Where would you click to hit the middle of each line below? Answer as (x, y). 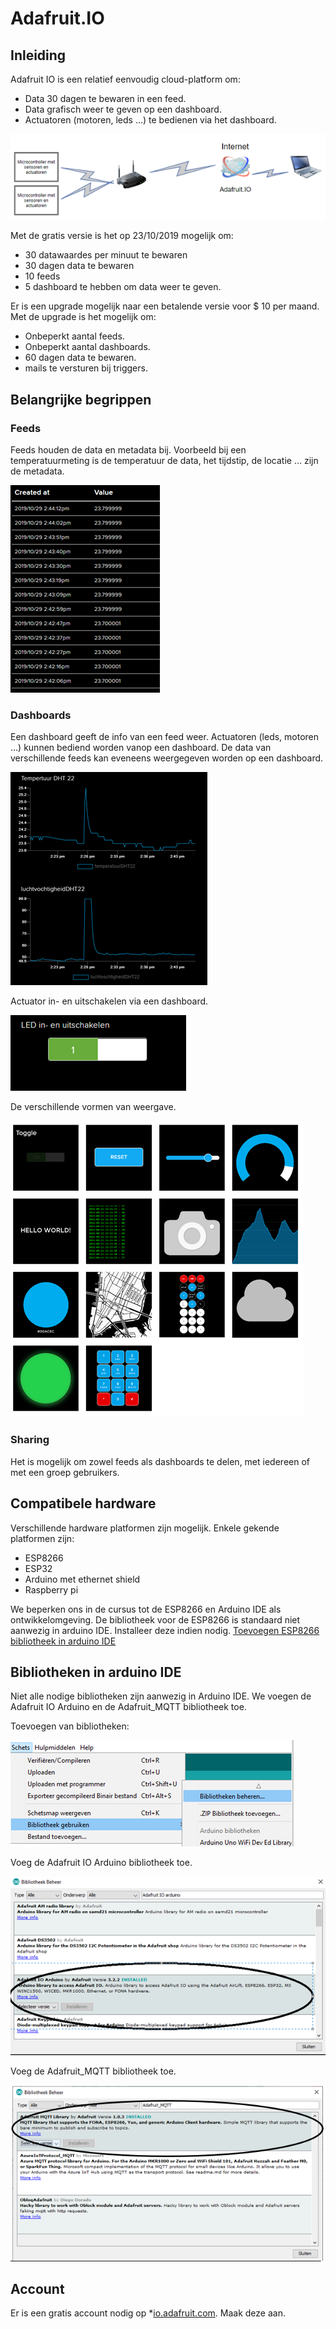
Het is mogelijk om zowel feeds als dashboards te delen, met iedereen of (160, 1461)
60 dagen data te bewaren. (80, 358)
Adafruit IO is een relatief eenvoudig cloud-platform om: (125, 79)
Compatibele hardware (83, 1503)
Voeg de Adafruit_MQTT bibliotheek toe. (93, 2071)
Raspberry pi (51, 1589)
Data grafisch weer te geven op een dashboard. (123, 109)
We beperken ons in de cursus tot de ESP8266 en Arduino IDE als (146, 1609)
